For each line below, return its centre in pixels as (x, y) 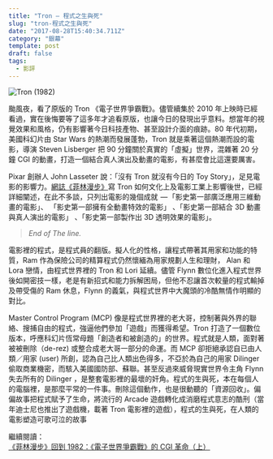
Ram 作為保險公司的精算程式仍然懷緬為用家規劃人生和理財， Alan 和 (136, 260)
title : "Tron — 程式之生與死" (56, 16)
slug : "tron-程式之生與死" (50, 24)
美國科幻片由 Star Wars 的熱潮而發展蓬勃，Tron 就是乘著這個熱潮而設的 (128, 139)
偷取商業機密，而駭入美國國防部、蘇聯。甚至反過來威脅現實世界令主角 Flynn (136, 368)
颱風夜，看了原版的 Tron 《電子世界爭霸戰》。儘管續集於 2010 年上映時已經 (133, 108)
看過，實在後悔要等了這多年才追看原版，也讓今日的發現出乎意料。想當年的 (133, 118)
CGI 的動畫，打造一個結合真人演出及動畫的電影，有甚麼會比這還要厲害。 (139, 159)
